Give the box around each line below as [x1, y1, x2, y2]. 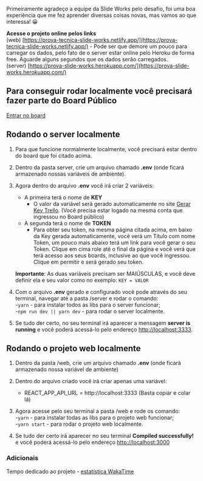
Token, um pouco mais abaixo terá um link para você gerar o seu [33, 239, 196, 246]
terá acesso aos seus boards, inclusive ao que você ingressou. [33, 251, 191, 259]
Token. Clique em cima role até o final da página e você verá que [33, 245, 196, 253]
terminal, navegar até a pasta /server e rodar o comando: [15, 295, 159, 302]
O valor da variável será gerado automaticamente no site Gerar [33, 200, 191, 207]
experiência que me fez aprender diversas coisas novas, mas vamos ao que [6, 12, 196, 19]
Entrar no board [6, 112, 46, 119]
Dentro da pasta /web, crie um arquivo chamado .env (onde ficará [15, 360, 181, 367]
